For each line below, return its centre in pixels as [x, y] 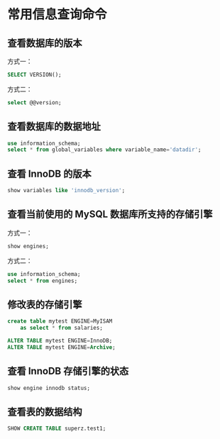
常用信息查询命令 [57, 15]
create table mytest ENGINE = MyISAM [60, 321]
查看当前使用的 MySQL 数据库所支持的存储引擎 [110, 215]
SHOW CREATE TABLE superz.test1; [57, 429]
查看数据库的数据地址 [54, 127]
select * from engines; [43, 281]
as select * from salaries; [61, 328]
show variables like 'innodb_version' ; [66, 191]
